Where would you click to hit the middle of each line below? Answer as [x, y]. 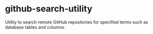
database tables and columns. [35, 27]
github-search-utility [49, 9]
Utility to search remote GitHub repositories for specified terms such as [77, 22]
